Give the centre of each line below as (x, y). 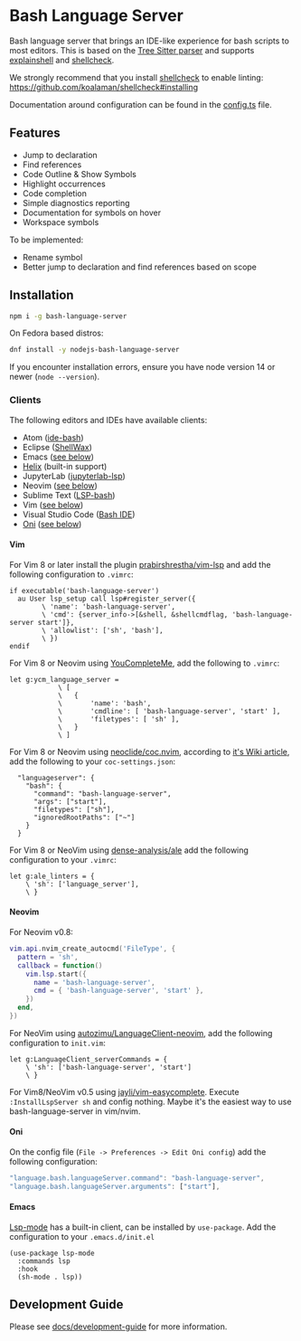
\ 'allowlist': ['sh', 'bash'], (103, 630)
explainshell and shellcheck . (62, 60)
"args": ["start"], (70, 801)
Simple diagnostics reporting (76, 203)
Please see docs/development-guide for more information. (118, 1327)
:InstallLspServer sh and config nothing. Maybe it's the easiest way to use (150, 1101)
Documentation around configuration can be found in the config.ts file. (141, 104)
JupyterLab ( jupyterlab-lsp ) (74, 476)
